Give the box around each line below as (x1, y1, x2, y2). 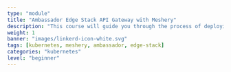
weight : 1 (7, 29, 36, 36)
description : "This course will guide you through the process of (7, 23, 201, 29)
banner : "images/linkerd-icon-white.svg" (7, 36, 128, 43)
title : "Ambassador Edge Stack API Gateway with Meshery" (7, 16, 177, 23)
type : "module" (7, 10, 51, 17)
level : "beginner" (7, 55, 60, 62)
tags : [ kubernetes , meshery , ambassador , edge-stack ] (7, 42, 165, 49)
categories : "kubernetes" (7, 49, 81, 56)
